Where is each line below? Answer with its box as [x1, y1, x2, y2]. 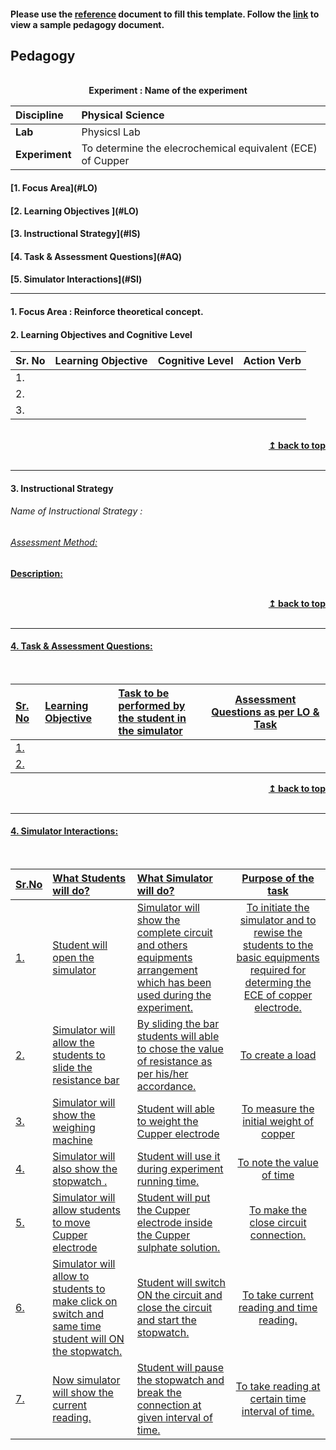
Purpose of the [241, 871, 315, 885]
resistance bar [52, 1073, 120, 1087]
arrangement [136, 963, 198, 977]
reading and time [238, 1300, 318, 1314]
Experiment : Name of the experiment [88, 85, 248, 97]
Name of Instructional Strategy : [10, 505, 143, 517]
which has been [136, 975, 212, 989]
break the [136, 1385, 182, 1399]
